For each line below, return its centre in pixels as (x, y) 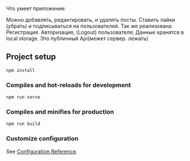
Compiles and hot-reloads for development (69, 85)
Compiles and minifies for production (60, 112)
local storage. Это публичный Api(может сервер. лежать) (77, 38)
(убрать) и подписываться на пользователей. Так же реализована (89, 26)
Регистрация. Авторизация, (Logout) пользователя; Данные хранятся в (95, 32)
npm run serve (23, 97)
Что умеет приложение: (36, 8)
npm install (20, 70)
